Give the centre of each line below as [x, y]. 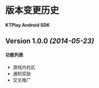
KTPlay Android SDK [28, 25]
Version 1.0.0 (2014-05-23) [50, 41]
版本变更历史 [32, 10]
